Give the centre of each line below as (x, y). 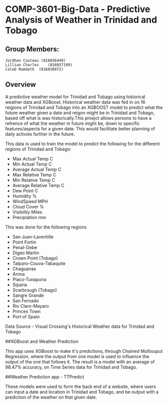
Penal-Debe (25, 247)
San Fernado (25, 300)
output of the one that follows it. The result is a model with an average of (80, 361)
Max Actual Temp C (33, 158)
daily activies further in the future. (40, 134)
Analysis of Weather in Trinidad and (81, 20)
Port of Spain (26, 316)
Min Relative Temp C (34, 180)
